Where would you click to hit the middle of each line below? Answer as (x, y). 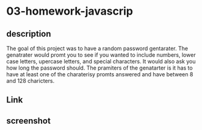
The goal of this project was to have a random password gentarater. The (97, 48)
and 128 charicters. (31, 81)
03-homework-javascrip (70, 11)
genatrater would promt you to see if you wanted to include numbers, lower (101, 55)
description (29, 34)
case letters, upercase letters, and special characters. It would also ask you (101, 61)
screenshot (28, 121)
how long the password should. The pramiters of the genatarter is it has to (100, 68)
